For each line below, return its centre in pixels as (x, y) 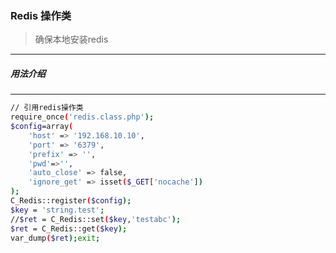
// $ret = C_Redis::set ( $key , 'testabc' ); (96, 219)
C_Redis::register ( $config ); (71, 201)
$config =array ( (42, 127)
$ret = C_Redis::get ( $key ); (69, 228)
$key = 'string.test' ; (57, 210)
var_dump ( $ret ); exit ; (55, 238)
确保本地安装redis (71, 39)
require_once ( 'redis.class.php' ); (82, 117)
